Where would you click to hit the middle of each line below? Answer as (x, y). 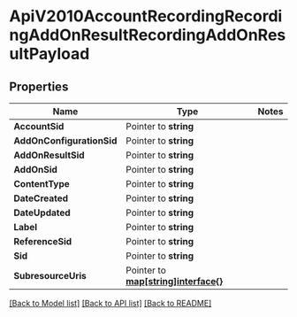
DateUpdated (42, 213)
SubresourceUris (50, 276)
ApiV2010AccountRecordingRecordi (146, 16)
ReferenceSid (43, 241)
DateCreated (41, 198)
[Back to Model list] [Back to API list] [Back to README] (110, 303)
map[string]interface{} (175, 281)
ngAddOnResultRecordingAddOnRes (148, 35)
